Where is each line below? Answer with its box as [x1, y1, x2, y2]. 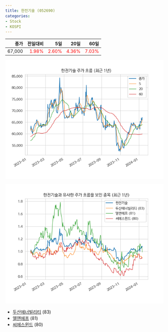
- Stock [5, 19, 22, 24]
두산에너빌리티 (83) [12, 309, 51, 315]
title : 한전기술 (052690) [5, 8, 55, 13]
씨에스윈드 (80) [12, 321, 43, 327]
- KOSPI [5, 24, 22, 29]
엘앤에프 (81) [12, 315, 38, 321]
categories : [5, 13, 30, 19]
